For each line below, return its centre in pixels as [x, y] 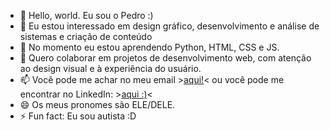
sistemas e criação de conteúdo [86, 36]
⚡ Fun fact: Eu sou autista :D [78, 116]
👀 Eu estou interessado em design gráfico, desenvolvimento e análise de [169, 26]
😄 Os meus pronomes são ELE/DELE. [97, 104]
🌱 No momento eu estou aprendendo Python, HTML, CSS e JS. [149, 47]
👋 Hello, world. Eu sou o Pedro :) [86, 15]
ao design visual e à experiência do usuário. [110, 68]
